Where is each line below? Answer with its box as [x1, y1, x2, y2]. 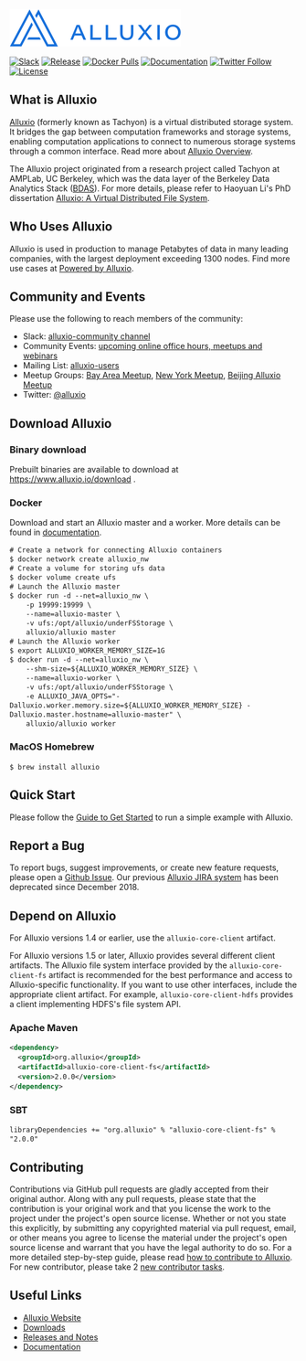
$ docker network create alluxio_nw [9, 555, 149, 564]
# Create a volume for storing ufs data [9, 564, 166, 573]
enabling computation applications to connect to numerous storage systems [9, 135, 296, 146]
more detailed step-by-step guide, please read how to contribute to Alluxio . [9, 1251, 293, 1262]
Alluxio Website [22, 1312, 82, 1323]
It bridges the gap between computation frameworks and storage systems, [9, 126, 291, 137]
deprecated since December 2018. [9, 882, 140, 893]
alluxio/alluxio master [26, 628, 117, 637]
